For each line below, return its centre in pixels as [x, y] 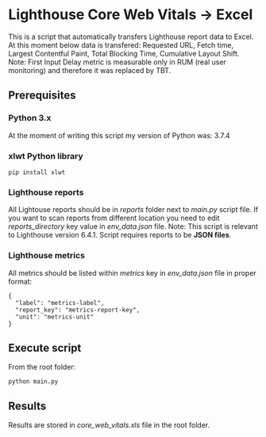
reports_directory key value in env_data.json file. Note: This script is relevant [133, 226]
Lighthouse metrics [47, 256]
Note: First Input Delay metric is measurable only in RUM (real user [117, 62]
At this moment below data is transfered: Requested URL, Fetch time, [121, 44]
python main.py [33, 382]
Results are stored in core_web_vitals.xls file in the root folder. [109, 425]
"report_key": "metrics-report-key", [78, 310]
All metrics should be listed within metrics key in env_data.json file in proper [132, 273]
